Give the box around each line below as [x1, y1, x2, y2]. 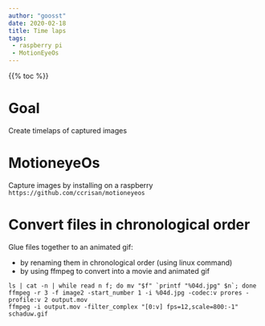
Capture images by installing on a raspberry [8, 180, 153, 189]
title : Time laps [8, 26, 67, 35]
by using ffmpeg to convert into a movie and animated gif [19, 266, 210, 275]
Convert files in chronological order [8, 216, 251, 234]
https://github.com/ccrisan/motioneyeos [8, 189, 146, 197]
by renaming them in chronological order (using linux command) [19, 258, 233, 267]
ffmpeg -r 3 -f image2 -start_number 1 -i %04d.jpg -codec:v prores [8, 288, 243, 297]
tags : [8, 34, 26, 43]
